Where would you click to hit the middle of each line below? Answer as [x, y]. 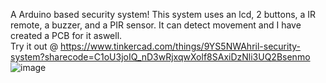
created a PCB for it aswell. [66, 35]
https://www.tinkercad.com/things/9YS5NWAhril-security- [181, 46]
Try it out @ [34, 46]
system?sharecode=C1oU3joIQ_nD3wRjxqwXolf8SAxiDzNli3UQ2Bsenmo [160, 57]
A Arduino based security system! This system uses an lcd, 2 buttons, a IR [163, 14]
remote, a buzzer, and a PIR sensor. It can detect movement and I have [156, 25]
